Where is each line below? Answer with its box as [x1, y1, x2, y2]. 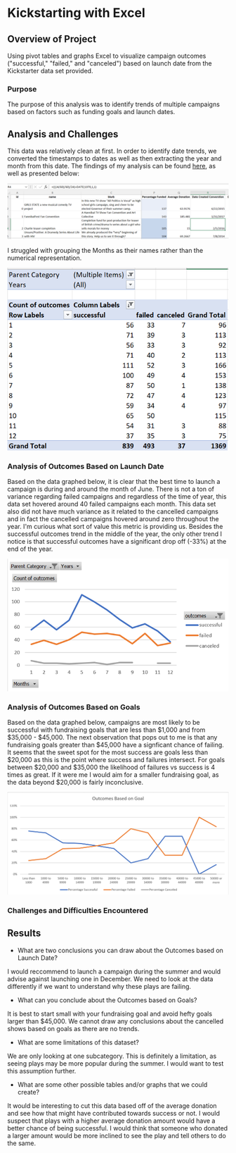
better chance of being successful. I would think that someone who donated [7, 1123, 228, 1132]
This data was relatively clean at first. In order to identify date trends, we [7, 147, 217, 156]
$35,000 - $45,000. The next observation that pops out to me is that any [7, 733, 218, 741]
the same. [7, 1139, 37, 1147]
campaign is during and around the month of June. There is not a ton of [7, 485, 214, 494]
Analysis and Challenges [7, 128, 119, 140]
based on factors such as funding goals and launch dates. [7, 108, 176, 116]
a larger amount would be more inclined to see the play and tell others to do [7, 1131, 226, 1140]
